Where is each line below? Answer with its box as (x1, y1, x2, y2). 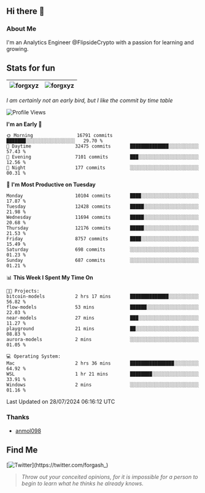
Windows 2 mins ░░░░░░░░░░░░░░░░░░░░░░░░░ (6, 382, 199, 388)
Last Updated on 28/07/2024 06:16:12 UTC (6, 398, 115, 405)
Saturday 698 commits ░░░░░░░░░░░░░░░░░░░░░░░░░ (6, 246, 199, 253)
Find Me (6, 445, 38, 456)
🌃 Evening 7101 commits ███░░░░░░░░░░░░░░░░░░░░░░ (6, 154, 199, 160)
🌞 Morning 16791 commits (6, 132, 113, 138)
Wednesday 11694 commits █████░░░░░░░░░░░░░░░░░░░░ (6, 214, 199, 220)
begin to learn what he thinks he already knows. (21, 479, 144, 487)
